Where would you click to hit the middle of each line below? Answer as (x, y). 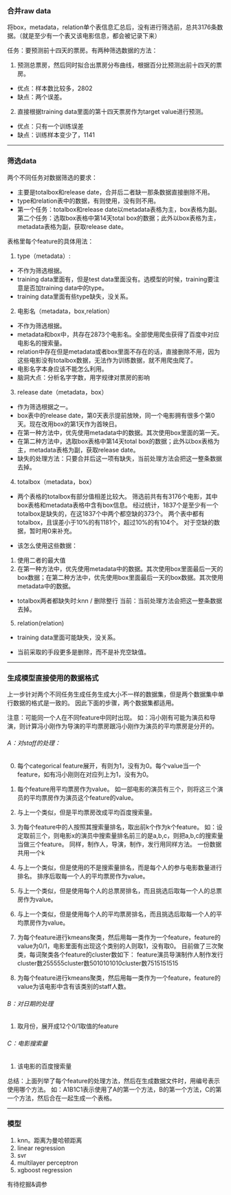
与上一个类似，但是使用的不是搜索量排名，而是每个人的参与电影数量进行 (119, 867)
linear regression (41, 1148)
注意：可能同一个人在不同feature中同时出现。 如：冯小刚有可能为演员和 (108, 717)
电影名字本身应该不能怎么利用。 (62, 369)
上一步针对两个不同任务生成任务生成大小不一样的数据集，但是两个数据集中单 (115, 694)
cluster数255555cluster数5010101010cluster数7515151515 (98, 963)
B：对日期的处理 (30, 1003)
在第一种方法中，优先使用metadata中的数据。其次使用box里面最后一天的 (120, 569)
